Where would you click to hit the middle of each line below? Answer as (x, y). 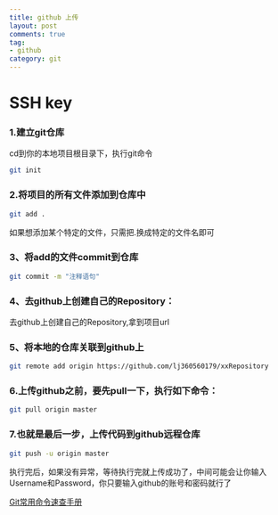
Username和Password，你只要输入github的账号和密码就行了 (120, 483)
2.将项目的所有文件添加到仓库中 (78, 195)
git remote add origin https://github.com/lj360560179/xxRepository (139, 366)
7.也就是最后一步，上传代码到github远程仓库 (105, 435)
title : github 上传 (44, 17)
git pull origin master (53, 410)
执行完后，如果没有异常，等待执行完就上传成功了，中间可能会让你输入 (138, 471)
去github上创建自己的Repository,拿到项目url (90, 322)
